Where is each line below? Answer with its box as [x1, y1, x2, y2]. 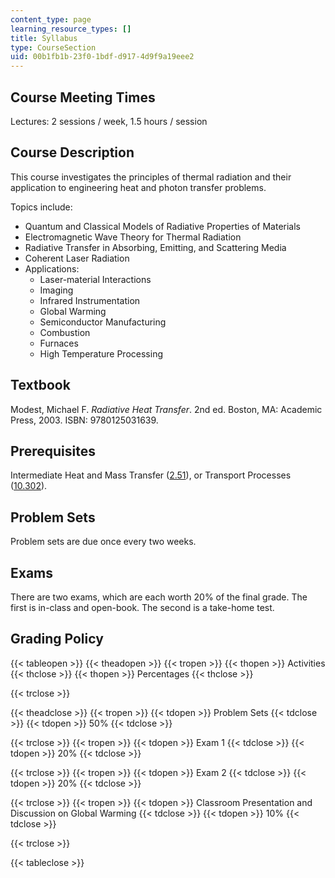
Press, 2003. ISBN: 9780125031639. [10, 414, 159, 426]
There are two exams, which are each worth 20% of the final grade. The [10, 591, 308, 603]
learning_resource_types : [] [10, 24, 132, 34]
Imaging [39, 284, 74, 296]
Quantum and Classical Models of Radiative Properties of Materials [24, 220, 302, 232]
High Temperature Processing [39, 347, 163, 360]
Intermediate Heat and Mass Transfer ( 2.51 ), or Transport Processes [10, 469, 292, 481]
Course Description [10, 144, 135, 161]
